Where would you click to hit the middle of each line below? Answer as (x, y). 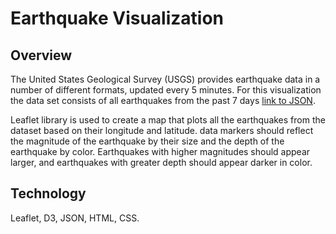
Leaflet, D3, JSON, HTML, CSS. (75, 218)
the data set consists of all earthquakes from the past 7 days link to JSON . (163, 100)
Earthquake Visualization (117, 18)
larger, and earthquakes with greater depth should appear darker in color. (161, 162)
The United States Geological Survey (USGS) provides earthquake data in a (165, 79)
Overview (41, 55)
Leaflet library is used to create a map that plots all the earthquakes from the (168, 120)
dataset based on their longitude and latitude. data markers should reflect (162, 130)
